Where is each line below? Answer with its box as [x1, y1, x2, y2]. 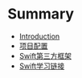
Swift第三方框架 [18, 51, 72, 60]
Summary [7, 5, 74, 23]
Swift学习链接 [18, 61, 65, 71]
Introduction [18, 31, 60, 41]
